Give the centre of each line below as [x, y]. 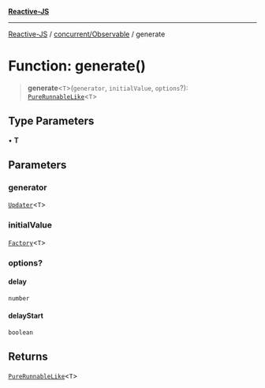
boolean [21, 333]
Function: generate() [77, 66]
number [19, 298]
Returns [28, 357]
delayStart [26, 316]
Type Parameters [51, 121]
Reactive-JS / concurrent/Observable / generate [87, 34]
